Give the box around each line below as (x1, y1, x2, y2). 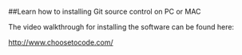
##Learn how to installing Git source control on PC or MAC (8, 7, 201, 16)
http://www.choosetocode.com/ (8, 37, 113, 47)
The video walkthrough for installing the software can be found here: (8, 22, 234, 31)
